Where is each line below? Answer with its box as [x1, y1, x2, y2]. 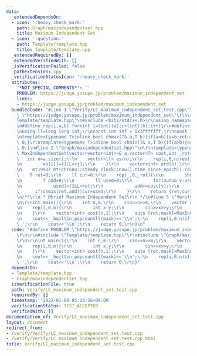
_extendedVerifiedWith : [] [11, 57, 77, 63]
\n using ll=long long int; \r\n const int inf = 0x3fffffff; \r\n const [16, 128, 188, 135]
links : [16, 96, 33, 101]
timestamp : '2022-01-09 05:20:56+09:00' [11, 297, 111, 304]
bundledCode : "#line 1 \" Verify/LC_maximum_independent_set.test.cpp [11, 107, 185, 113]
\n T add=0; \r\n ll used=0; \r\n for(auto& [16, 178, 177, 184]
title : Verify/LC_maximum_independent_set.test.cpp [6, 341, 135, 347]
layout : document [6, 319, 49, 326]
